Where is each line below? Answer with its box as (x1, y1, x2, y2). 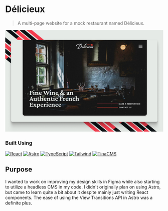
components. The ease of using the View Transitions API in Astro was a (5, 194, 153, 200)
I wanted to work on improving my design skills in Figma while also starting (5, 178, 160, 184)
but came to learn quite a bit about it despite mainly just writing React (5, 189, 149, 195)
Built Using (5, 139, 33, 146)
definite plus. (5, 199, 33, 206)
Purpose (5, 165, 33, 174)
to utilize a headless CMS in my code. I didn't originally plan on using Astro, (5, 184, 161, 190)
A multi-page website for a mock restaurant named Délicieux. (17, 20, 144, 26)
